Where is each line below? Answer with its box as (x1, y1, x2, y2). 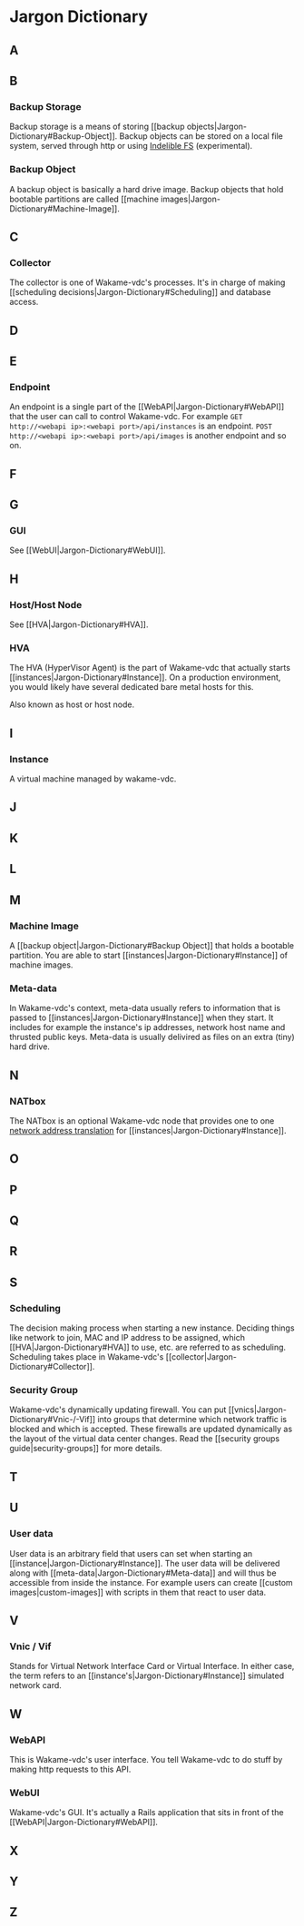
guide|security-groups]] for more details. (9, 1443, 162, 1454)
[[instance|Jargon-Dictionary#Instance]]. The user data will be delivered (9, 1558, 280, 1568)
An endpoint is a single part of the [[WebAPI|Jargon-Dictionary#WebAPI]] (9, 401, 285, 412)
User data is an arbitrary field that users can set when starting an (9, 1548, 253, 1558)
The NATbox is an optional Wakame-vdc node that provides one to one (9, 1115, 275, 1126)
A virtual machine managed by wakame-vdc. (9, 773, 177, 784)
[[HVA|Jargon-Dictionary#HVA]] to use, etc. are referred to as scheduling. (9, 1341, 287, 1353)
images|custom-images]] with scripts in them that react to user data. (9, 1587, 267, 1597)
